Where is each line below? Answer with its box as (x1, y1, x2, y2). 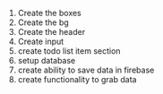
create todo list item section (17, 46, 121, 56)
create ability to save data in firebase (17, 64, 155, 75)
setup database (17, 56, 76, 65)
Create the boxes (17, 8, 82, 18)
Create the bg (17, 17, 69, 28)
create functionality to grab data (17, 74, 137, 84)
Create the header (17, 27, 86, 37)
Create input (17, 36, 64, 47)
